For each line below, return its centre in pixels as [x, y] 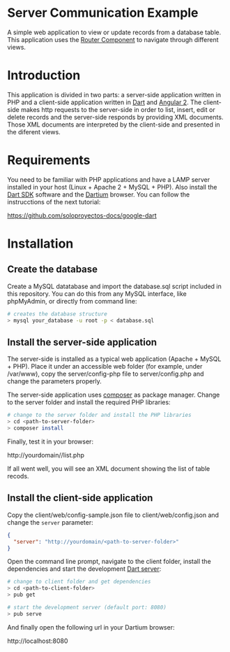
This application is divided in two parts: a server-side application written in [114, 94]
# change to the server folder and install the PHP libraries [99, 415]
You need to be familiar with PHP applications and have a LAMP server [109, 179]
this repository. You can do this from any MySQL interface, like [97, 293]
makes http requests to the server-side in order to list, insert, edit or [118, 109]
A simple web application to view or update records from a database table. [114, 32]
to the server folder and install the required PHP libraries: [89, 402]
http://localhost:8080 [38, 641]
